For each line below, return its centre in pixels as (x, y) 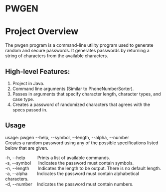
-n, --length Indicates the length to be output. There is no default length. (83, 168)
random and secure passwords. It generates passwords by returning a (77, 51)
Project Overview (42, 32)
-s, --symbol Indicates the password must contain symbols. (70, 163)
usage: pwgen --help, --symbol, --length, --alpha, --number (67, 137)
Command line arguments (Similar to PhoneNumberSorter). (73, 89)
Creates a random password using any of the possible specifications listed (82, 143)
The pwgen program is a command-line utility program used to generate (79, 45)
